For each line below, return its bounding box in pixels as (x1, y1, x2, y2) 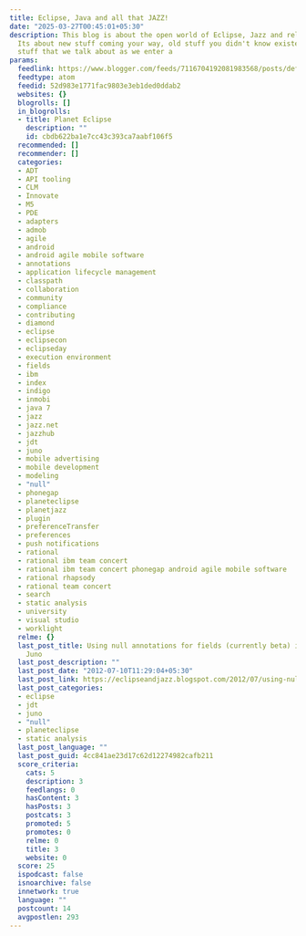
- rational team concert (17, 581, 112, 591)
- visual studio (17, 616, 79, 625)
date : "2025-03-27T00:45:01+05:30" (9, 22, 145, 31)
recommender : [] (17, 149, 79, 158)
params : (9, 56, 39, 65)
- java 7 (17, 403, 51, 413)
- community (17, 293, 64, 302)
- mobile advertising (17, 454, 100, 463)
